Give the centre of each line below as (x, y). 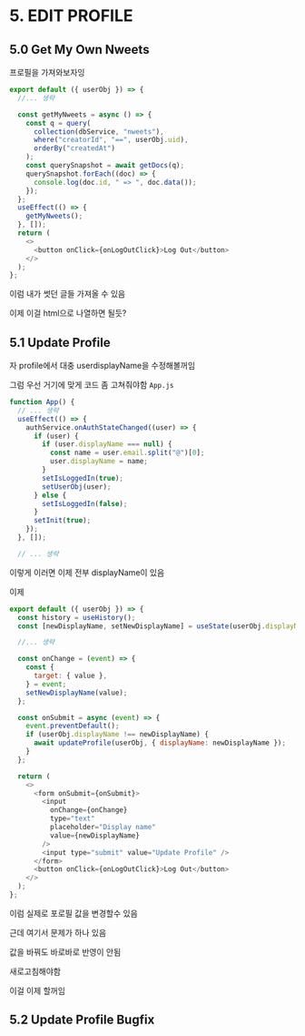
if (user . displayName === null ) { (107, 444)
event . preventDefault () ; (73, 726)
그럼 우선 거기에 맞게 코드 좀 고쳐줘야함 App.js (92, 385)
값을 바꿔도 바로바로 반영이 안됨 (65, 951)
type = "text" (72, 819)
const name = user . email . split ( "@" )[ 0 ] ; (127, 453)
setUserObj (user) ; (77, 487)
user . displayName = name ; (98, 462)
